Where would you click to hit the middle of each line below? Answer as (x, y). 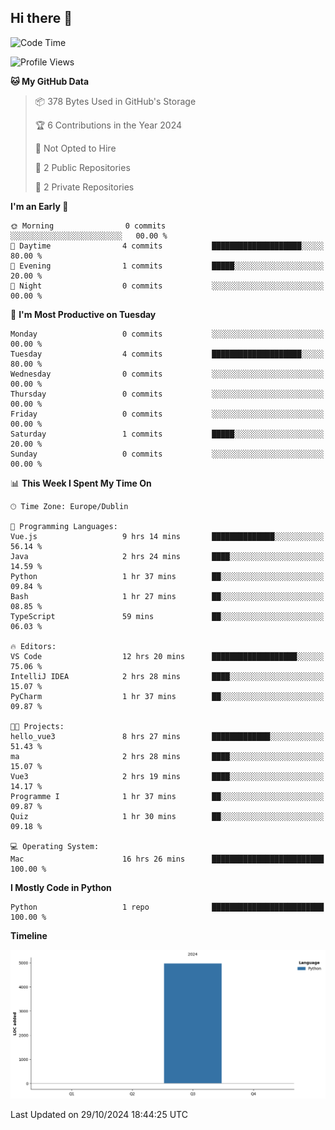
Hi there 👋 (41, 18)
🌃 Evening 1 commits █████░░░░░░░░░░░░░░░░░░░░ (167, 266)
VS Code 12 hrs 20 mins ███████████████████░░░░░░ (167, 656)
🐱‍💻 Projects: (37, 726)
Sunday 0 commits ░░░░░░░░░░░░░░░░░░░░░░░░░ (167, 454)
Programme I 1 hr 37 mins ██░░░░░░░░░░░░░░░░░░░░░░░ (167, 796)
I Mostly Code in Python (61, 887)
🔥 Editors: (33, 646)
